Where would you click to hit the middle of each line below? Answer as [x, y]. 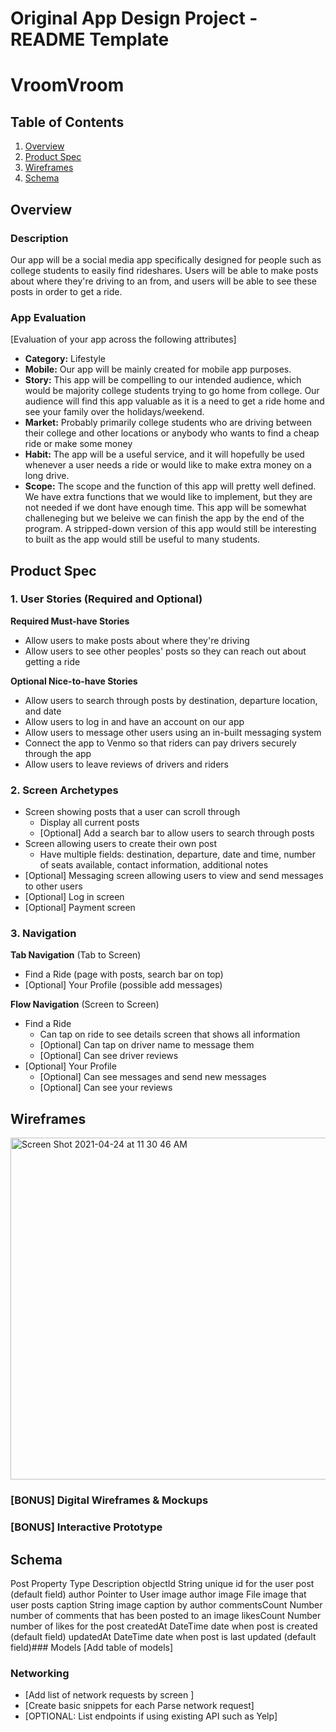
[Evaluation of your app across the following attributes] [123, 339]
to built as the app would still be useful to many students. [142, 539]
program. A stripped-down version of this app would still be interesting [170, 529]
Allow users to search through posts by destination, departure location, [171, 700]
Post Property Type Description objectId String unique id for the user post [162, 1583]
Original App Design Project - [134, 18]
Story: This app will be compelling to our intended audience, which [163, 380]
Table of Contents [67, 122]
